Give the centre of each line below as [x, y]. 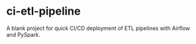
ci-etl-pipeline [43, 11]
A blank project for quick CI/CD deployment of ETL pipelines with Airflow [98, 28]
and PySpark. [24, 34]
